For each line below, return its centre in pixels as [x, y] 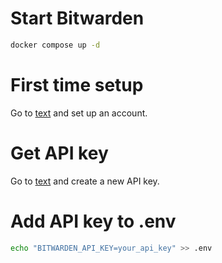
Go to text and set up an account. [79, 113]
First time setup [77, 85]
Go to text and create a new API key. [85, 181]
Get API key [59, 153]
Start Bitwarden [77, 18]
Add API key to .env [93, 221]
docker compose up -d [55, 45]
